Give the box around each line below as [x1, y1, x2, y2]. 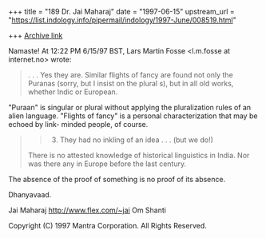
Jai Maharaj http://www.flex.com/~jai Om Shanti [8, 205, 166, 215]
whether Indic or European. [27, 87, 118, 97]
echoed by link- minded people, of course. [8, 120, 149, 129]
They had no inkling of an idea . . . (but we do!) [59, 135, 214, 145]
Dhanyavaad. [8, 190, 52, 199]
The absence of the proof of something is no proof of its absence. [8, 175, 226, 184]
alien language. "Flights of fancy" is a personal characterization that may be [8, 111, 258, 121]
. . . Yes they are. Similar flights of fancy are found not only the [27, 70, 233, 79]
